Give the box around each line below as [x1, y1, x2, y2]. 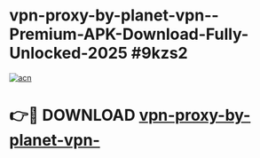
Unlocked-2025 [9, 43, 129, 63]
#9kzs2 [130, 43, 188, 63]
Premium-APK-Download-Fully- [9, 24, 249, 44]
